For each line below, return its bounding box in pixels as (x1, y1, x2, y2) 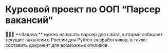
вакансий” (5, 14, 53, 26)
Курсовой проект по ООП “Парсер (5, 4, 161, 15)
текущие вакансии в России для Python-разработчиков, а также (5, 37, 147, 43)
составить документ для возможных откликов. (5, 42, 109, 48)
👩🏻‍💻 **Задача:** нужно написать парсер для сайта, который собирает (5, 31, 163, 37)
